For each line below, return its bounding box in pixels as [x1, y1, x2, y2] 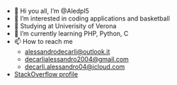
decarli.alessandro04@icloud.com [24, 62, 125, 71]
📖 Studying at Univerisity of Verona [13, 22, 117, 30]
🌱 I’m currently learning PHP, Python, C [13, 29, 129, 38]
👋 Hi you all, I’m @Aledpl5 [13, 7, 90, 15]
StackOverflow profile [13, 70, 79, 78]
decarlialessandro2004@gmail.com [24, 55, 129, 63]
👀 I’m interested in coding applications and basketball [13, 14, 170, 23]
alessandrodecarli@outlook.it [24, 47, 110, 56]
